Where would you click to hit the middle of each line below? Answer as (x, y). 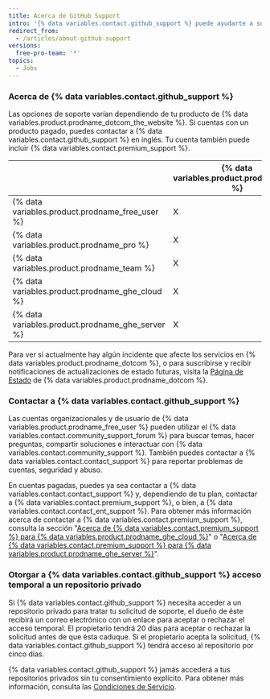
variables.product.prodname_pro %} (81, 245)
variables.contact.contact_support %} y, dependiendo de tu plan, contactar (133, 494)
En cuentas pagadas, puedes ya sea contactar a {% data (102, 486)
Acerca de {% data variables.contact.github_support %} (121, 96)
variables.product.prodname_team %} (84, 268)
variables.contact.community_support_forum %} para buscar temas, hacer (131, 436)
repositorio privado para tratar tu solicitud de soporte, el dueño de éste (126, 611)
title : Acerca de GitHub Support (64, 16)
